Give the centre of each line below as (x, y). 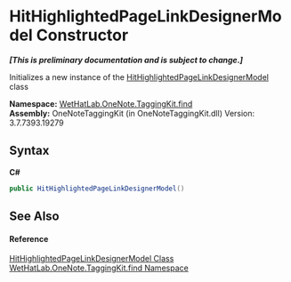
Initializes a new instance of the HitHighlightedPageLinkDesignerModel (139, 77)
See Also (34, 217)
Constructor (82, 35)
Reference (29, 238)
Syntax (29, 151)
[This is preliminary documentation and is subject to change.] (126, 60)
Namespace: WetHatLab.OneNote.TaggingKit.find (101, 103)
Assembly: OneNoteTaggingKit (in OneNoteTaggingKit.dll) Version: (132, 113)
